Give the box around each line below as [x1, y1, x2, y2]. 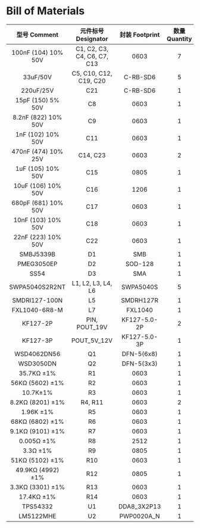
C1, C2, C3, [75, 45, 109, 53]
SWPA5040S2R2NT [9, 283, 66, 291]
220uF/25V [20, 86, 54, 95]
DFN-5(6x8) [121, 349, 158, 358]
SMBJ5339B [19, 250, 55, 258]
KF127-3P [21, 336, 53, 345]
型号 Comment [16, 30, 58, 39]
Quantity [166, 35, 192, 43]
